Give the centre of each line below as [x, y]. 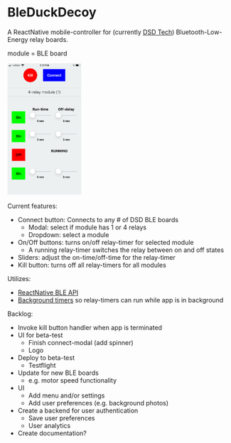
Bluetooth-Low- [199, 32]
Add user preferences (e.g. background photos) [98, 403]
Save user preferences [61, 418]
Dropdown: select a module [69, 235]
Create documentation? [52, 433]
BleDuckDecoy [52, 12]
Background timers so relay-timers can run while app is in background [120, 300]
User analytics [49, 426]
